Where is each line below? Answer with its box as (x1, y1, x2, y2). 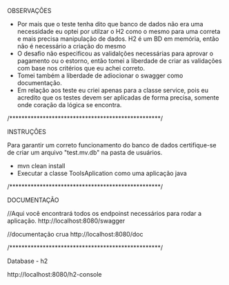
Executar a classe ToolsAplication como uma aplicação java (17, 169, 188, 177)
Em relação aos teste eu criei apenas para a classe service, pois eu (17, 86, 209, 94)
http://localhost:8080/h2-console (7, 270, 102, 278)
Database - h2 (7, 257, 48, 265)
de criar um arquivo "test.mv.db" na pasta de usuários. (7, 149, 163, 156)
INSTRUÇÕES (7, 128, 47, 136)
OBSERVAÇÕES (7, 7, 52, 15)
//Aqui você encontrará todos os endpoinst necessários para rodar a (7, 210, 202, 217)
